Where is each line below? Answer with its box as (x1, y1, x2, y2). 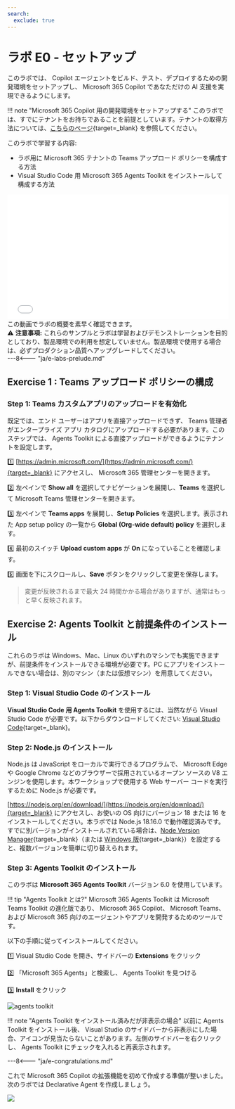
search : (7, 10, 30, 18)
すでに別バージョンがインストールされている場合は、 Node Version (7, 826, 200, 835)
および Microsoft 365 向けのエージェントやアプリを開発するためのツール (7, 913, 217, 921)
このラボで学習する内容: (7, 139, 77, 148)
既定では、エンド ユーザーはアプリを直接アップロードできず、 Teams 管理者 (7, 416, 228, 425)
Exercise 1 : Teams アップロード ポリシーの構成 (7, 376, 214, 388)
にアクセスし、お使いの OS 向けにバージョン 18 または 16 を (53, 809, 227, 817)
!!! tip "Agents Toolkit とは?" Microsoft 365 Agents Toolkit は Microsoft (7, 895, 210, 904)
